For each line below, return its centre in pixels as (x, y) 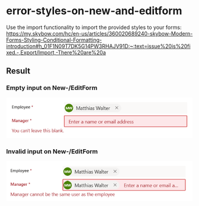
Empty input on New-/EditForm (52, 88)
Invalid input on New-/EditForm (52, 152)
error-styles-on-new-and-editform (94, 11)
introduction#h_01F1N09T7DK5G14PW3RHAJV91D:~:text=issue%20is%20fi (98, 46)
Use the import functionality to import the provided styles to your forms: (94, 27)
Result (18, 71)
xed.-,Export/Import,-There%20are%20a (56, 52)
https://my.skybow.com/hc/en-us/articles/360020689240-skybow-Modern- (99, 33)
